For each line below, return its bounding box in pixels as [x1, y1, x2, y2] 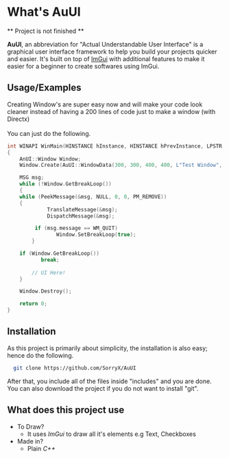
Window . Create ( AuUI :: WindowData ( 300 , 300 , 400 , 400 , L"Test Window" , [19, 162, 223, 169]
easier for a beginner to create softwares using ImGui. [7, 62, 160, 70]
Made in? [16, 437, 43, 445]
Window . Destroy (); [19, 288, 72, 295]
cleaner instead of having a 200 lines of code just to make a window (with [7, 107, 216, 115]
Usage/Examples [7, 82, 82, 93]
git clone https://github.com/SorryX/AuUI [13, 365, 136, 371]
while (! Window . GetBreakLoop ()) [19, 181, 112, 187]
